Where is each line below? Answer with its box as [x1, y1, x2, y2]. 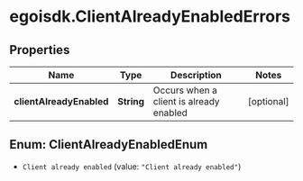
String [116, 95, 145, 107]
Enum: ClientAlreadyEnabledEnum [9, 137, 208, 152]
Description [170, 69, 223, 81]
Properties [9, 42, 70, 58]
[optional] [247, 95, 289, 107]
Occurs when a [152, 84, 218, 96]
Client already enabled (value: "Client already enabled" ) [22, 160, 242, 172]
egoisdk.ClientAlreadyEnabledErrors [9, 6, 291, 27]
